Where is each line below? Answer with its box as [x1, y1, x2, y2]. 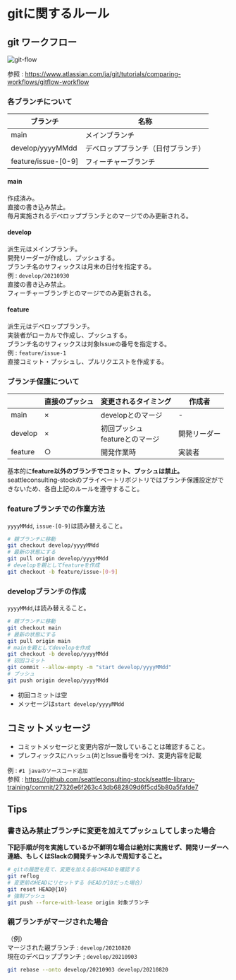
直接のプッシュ [44, 396, 94, 406]
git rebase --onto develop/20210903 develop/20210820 [7, 966, 169, 973]
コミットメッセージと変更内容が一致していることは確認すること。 [17, 742, 209, 750]
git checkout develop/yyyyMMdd [7, 542, 99, 549]
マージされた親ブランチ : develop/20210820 [7, 943, 132, 952]
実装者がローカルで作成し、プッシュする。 [7, 331, 131, 339]
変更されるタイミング [101, 396, 172, 406]
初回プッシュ [101, 424, 144, 434]
